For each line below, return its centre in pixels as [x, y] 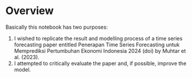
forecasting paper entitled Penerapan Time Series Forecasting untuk [97, 45]
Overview [30, 11]
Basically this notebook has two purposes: [57, 27]
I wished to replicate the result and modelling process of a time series [98, 38]
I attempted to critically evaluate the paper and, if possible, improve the [100, 63]
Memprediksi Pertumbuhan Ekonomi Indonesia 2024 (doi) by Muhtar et [100, 50]
